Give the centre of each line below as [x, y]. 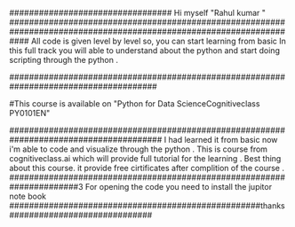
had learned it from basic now [223, 140]
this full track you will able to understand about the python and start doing [144, 51]
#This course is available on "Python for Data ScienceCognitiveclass [135, 104]
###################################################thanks [147, 206]
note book [28, 196]
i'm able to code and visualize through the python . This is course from [139, 149]
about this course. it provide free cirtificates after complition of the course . [147, 168]
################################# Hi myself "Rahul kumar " [138, 13]
